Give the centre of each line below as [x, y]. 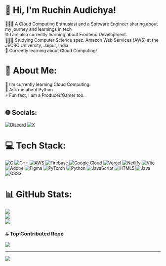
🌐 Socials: [21, 113]
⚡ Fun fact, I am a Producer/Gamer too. [45, 95]
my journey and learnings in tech [39, 29]
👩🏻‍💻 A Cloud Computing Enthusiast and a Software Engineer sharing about [82, 24]
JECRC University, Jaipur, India [37, 45]
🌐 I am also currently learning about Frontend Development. [66, 34]
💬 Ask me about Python [29, 89]
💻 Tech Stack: [36, 145]
